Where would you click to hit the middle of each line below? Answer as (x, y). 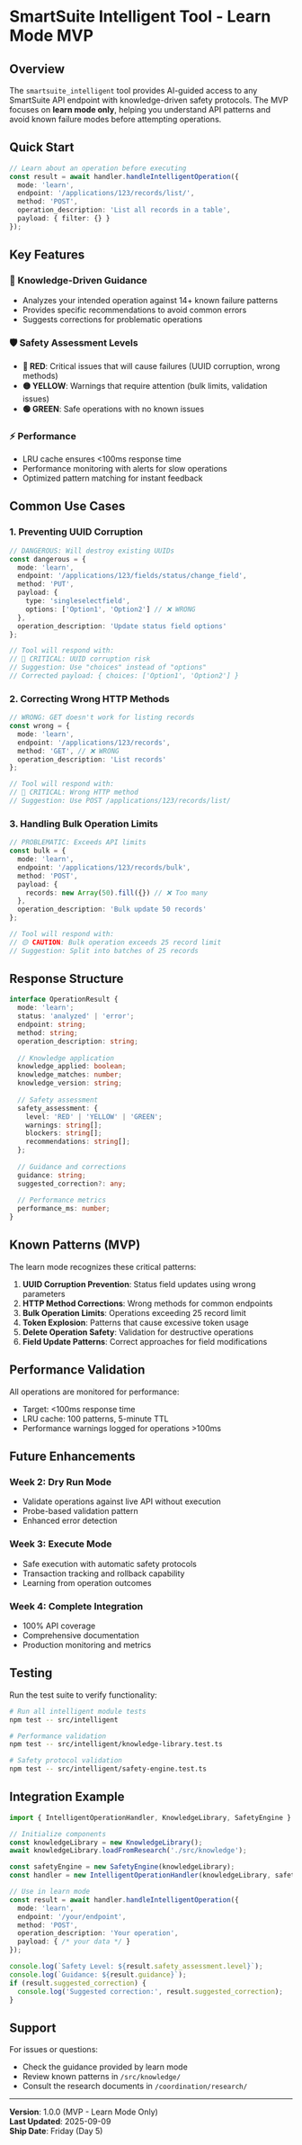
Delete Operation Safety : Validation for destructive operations (138, 1332)
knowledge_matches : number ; (70, 1075)
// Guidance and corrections (72, 1167)
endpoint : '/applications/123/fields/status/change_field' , (132, 576)
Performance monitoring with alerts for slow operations (124, 469)
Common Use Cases (67, 506)
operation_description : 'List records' (92, 759)
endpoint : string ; (52, 1025)
